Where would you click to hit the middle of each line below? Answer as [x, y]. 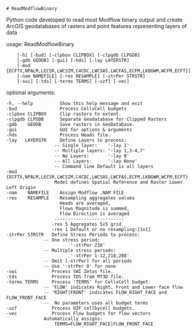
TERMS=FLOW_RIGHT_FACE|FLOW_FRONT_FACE [104, 324]
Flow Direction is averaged [94, 214]
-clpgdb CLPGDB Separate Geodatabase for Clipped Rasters [87, 119]
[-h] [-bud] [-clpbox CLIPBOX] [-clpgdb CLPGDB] [79, 55]
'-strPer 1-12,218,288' [100, 256]
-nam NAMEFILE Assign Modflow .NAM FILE [65, 193]
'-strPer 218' [88, 245]
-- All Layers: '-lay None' [96, 161]
